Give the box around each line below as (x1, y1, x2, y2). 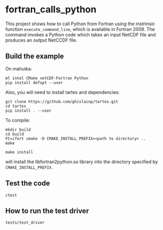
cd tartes (5, 103, 27, 109)
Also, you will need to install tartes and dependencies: (5, 89, 120, 95)
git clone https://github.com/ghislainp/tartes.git (5, 99, 118, 104)
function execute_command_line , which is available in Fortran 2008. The (5, 26, 155, 32)
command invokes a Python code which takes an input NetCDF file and (5, 31, 156, 38)
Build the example (5, 52, 64, 61)
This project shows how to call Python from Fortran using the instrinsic (5, 21, 155, 27)
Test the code (5, 179, 50, 188)
